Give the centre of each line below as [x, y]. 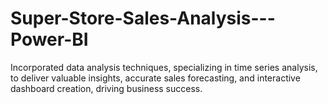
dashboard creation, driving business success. [106, 88]
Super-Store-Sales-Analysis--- [143, 18]
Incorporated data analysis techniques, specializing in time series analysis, [164, 67]
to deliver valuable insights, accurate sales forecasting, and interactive [155, 78]
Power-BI [49, 39]
